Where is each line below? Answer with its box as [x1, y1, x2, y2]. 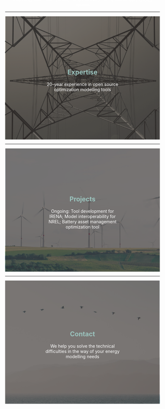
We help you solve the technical [50, 343, 115, 349]
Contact [70, 330, 95, 339]
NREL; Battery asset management [48, 218, 117, 224]
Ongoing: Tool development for [51, 208, 114, 214]
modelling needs [65, 353, 100, 359]
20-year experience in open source [46, 81, 119, 87]
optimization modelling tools [54, 86, 111, 92]
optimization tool [65, 224, 100, 230]
